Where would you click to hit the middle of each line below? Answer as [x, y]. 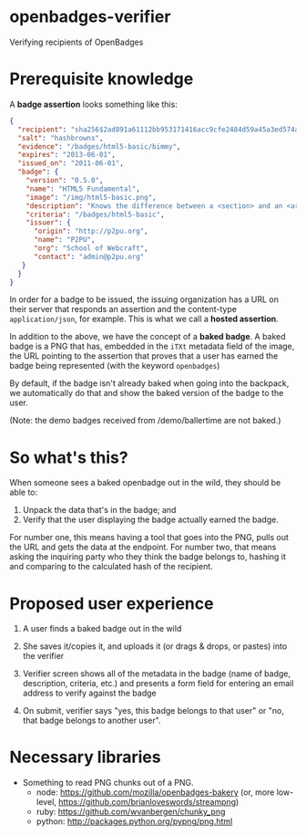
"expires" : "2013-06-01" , [67, 155]
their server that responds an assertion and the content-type [123, 309]
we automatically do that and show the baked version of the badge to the [147, 393]
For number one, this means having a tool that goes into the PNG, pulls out [149, 538]
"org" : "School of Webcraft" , [91, 248]
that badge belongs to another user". [92, 721]
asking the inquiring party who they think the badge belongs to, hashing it [148, 557]
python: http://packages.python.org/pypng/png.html [134, 821]
